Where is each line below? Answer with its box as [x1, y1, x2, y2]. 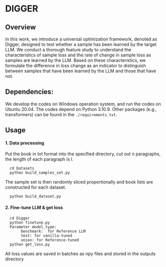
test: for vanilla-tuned [20, 233, 72, 238]
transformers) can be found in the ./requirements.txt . [5, 111, 117, 117]
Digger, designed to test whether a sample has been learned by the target [5, 41, 157, 47]
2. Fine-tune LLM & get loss [5, 205, 63, 210]
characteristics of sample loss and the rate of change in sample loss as [5, 52, 151, 58]
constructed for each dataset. [5, 184, 66, 190]
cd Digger [9, 216, 30, 221]
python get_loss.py [9, 242, 50, 247]
